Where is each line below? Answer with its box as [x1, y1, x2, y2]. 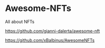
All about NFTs [5, 19, 35, 24]
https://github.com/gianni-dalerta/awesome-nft [5, 28, 100, 34]
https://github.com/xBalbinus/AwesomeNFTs [5, 37, 95, 43]
